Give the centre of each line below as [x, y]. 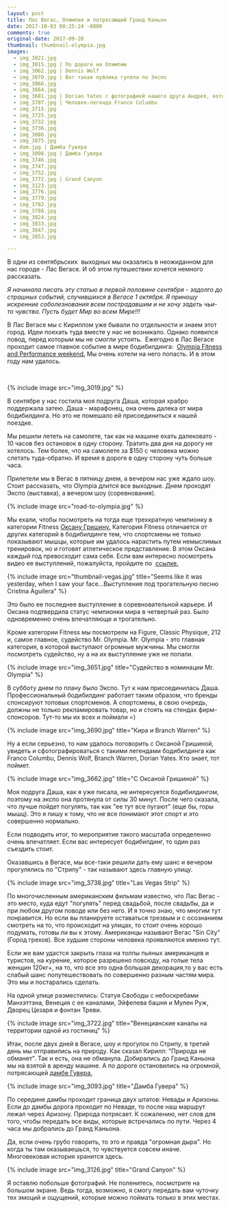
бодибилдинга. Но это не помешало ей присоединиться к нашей [102, 416]
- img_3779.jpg [35, 198]
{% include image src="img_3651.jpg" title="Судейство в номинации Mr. [111, 667]
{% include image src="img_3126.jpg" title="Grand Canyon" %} [97, 1170]
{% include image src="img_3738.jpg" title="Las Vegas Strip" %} [99, 883]
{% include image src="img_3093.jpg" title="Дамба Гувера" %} [98, 1086]
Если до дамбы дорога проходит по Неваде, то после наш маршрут [106, 1107]
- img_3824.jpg [35, 217]
